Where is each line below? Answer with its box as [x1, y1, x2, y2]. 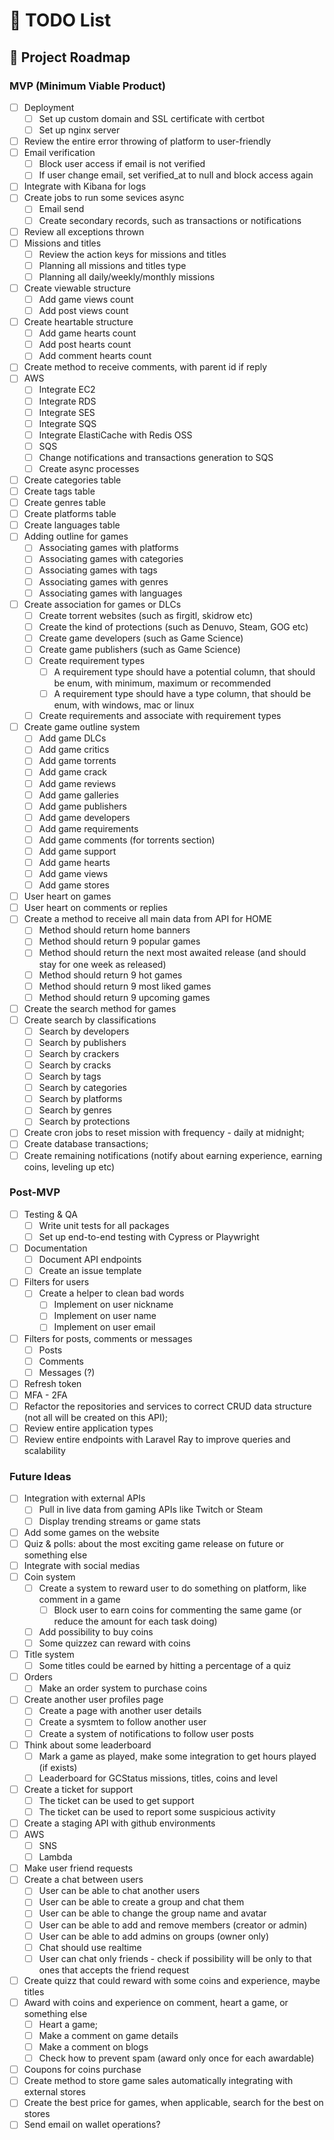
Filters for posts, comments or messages [23, 1332, 193, 1344]
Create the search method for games [23, 1002, 177, 1014]
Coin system [23, 1570, 76, 1583]
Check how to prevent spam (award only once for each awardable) [38, 2052, 315, 2064]
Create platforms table [23, 508, 117, 520]
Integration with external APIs [23, 1492, 146, 1504]
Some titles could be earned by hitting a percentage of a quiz [38, 1660, 292, 1672]
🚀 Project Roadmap [9, 49, 131, 66]
